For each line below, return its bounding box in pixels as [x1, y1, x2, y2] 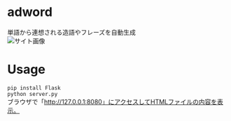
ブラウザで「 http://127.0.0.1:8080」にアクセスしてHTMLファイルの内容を [7, 97, 218, 106]
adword [7, 4, 52, 20]
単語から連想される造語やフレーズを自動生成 [7, 28, 136, 36]
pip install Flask [7, 84, 61, 91]
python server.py [7, 90, 58, 97]
